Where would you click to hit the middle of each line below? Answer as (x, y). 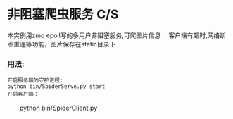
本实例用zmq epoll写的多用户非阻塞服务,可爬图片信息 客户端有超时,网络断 (117, 35)
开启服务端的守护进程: (35, 81)
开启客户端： (23, 94)
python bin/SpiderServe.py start (56, 87)
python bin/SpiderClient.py (58, 108)
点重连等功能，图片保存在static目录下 (62, 44)
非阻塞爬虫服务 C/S (63, 14)
